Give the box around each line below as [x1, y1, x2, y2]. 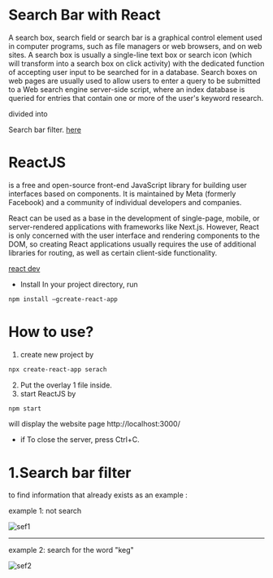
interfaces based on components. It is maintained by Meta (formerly [8, 189, 236, 199]
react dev [8, 263, 41, 274]
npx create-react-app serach [8, 365, 107, 374]
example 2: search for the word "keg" [8, 545, 134, 555]
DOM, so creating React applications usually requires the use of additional [8, 239, 257, 249]
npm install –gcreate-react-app [8, 295, 118, 303]
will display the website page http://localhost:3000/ [8, 419, 180, 429]
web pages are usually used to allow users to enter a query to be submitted [8, 76, 261, 85]
